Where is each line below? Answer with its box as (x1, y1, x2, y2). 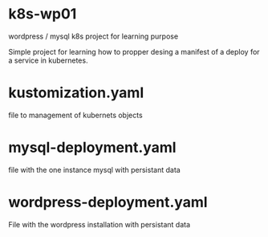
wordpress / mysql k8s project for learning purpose (8, 31, 179, 41)
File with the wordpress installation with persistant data (8, 219, 191, 229)
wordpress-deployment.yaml (8, 194, 208, 211)
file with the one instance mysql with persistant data (8, 165, 181, 174)
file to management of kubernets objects (8, 110, 143, 120)
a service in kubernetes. (8, 55, 88, 65)
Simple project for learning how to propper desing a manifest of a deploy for (8, 47, 260, 56)
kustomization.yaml (8, 84, 144, 102)
